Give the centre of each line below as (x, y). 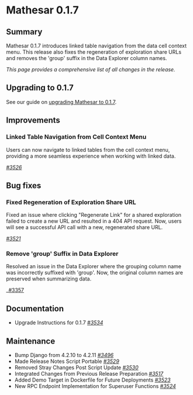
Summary (24, 32)
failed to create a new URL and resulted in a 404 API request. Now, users (94, 221)
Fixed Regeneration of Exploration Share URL (71, 202)
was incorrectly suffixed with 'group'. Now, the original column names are (94, 273)
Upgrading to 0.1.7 (40, 88)
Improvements (33, 120)
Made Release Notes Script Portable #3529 (67, 361)
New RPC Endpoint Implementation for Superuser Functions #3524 (95, 386)
